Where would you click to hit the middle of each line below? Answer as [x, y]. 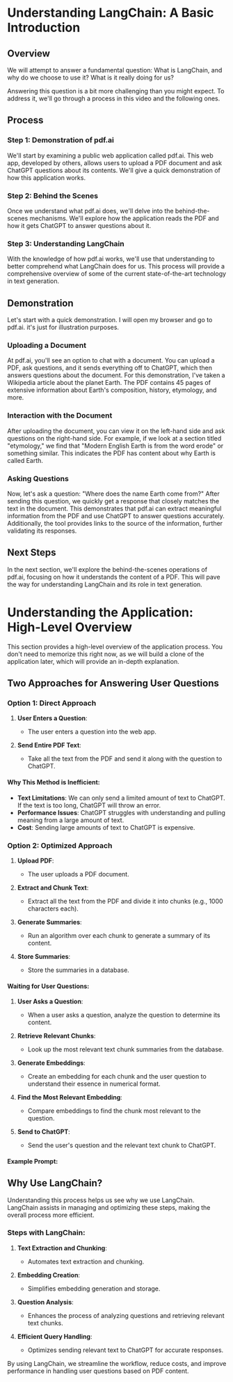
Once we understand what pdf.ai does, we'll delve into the [90, 211]
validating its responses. [42, 531]
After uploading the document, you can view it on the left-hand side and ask [116, 431]
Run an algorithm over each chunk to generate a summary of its [119, 935]
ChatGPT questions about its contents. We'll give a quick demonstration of [114, 170]
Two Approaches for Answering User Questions [113, 684]
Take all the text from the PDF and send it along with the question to [125, 759]
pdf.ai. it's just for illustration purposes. [63, 327]
